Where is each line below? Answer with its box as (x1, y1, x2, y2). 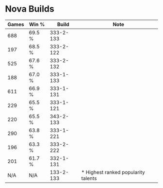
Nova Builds (5, 3, 54, 15)
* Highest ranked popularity (81, 169, 146, 175)
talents (81, 175, 97, 182)
